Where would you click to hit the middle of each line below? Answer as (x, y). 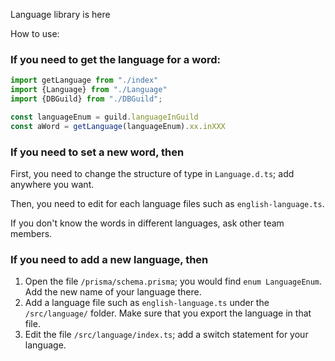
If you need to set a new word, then (97, 152)
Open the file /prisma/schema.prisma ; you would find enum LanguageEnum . (173, 281)
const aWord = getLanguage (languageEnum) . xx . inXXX (118, 126)
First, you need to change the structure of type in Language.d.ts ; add (152, 173)
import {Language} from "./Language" (89, 90)
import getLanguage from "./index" (84, 80)
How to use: (35, 33)
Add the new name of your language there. (113, 292)
